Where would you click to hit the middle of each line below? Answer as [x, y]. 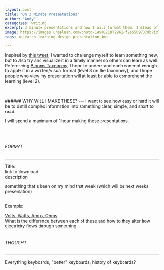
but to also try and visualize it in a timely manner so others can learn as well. [82, 60]
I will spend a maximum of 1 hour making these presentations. [67, 121]
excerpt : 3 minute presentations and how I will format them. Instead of [82, 28]
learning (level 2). [23, 81]
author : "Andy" [20, 19]
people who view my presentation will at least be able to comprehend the [79, 76]
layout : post [18, 10]
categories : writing [26, 23]
